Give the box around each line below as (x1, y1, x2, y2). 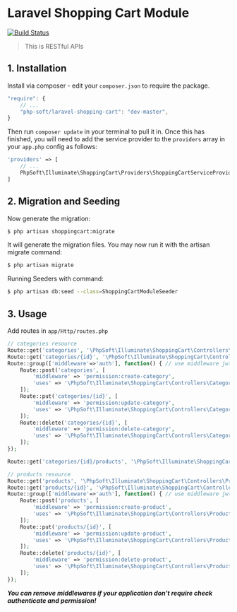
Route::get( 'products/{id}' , (7, 484, 93, 491)
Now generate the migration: (7, 214, 90, 223)
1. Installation (7, 62, 67, 75)
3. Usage (7, 307, 47, 319)
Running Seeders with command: (7, 274, 104, 283)
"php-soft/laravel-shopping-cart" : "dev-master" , (20, 108, 169, 115)
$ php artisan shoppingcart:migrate (7, 228, 115, 235)
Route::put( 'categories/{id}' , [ (20, 393, 119, 400)
